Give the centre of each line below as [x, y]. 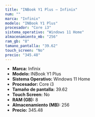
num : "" [13, 14]
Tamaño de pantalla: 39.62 [40, 89]
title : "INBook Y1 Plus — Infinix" [41, 10]
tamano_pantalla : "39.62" [31, 46]
